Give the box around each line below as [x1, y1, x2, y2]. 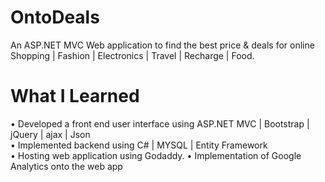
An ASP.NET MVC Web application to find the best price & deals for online [10, 39, 315, 51]
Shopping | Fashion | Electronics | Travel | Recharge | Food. [10, 49, 255, 61]
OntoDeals [10, 6, 100, 29]
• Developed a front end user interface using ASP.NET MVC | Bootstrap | [10, 117, 310, 130]
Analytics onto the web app [10, 160, 123, 172]
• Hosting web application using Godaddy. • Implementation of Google [10, 149, 302, 161]
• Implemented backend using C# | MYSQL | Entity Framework [10, 139, 268, 151]
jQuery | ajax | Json [10, 128, 91, 140]
